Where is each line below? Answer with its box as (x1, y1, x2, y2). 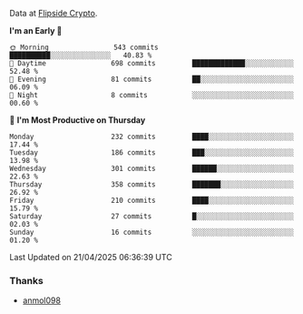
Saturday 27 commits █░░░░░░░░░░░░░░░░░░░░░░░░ (9, 212, 295, 221)
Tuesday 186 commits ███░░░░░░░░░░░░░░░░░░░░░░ (9, 148, 295, 157)
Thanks (9, 274, 44, 287)
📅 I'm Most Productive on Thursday (9, 115, 146, 126)
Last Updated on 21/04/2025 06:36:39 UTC (9, 252, 172, 262)
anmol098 (22, 295, 62, 306)
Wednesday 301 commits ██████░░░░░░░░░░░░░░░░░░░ (9, 164, 295, 173)
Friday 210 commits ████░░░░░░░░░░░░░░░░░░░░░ (9, 196, 295, 205)
